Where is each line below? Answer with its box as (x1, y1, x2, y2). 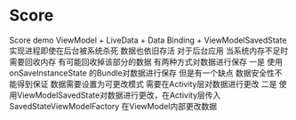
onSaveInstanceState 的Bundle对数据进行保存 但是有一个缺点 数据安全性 (9, 68, 276, 78)
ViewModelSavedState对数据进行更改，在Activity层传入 (16, 90, 221, 100)
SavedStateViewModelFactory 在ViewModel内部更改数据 (9, 100, 218, 111)
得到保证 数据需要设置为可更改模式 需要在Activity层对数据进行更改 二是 (16, 78, 277, 89)
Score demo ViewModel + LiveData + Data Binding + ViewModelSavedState (9, 35, 287, 45)
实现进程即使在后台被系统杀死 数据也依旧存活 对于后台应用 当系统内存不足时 (9, 45, 289, 56)
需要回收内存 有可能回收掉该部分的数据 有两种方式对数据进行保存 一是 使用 (9, 56, 283, 67)
